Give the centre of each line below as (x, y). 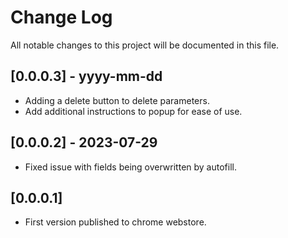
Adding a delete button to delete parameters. (117, 100)
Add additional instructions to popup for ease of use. (133, 111)
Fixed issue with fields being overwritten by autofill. (130, 167)
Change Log (61, 17)
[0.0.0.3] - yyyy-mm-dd (86, 76)
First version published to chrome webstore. (115, 222)
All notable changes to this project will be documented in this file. (145, 45)
